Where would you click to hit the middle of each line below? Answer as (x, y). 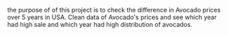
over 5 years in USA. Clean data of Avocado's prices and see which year (112, 17)
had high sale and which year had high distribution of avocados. (100, 24)
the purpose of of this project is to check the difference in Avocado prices (114, 10)
